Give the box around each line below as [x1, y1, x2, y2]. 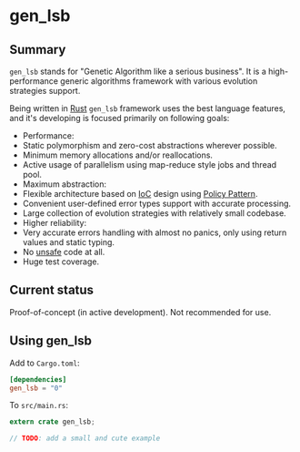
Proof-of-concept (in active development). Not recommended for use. [9, 306, 272, 317]
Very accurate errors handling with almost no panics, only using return [22, 227, 287, 238]
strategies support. [9, 86, 81, 96]
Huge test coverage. [22, 256, 100, 267]
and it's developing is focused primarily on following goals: [9, 113, 230, 123]
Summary [9, 42, 66, 57]
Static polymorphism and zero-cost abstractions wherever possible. [22, 140, 277, 150]
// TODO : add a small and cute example [9, 434, 161, 443]
